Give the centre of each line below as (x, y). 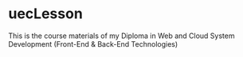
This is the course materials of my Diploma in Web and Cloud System (121, 36)
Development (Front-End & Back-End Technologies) (93, 44)
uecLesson (46, 14)
